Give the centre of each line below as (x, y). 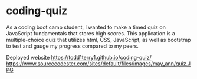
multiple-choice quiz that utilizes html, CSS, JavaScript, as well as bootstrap (98, 39)
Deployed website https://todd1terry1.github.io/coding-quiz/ (79, 57)
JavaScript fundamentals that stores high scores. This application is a (91, 33)
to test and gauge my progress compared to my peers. (72, 46)
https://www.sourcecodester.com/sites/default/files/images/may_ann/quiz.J (98, 64)
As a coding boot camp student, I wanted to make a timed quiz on (86, 27)
